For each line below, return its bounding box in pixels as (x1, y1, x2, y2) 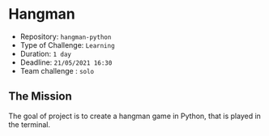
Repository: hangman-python (19, 32, 112, 41)
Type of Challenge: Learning (19, 40, 115, 49)
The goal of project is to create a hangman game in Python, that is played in (8, 111, 262, 121)
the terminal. (8, 119, 51, 130)
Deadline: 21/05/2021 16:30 (19, 57, 113, 67)
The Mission (8, 90, 72, 104)
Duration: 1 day (19, 49, 71, 58)
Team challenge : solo (19, 66, 95, 75)
